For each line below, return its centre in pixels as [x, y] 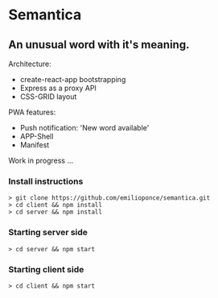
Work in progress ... [41, 160]
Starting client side [46, 269]
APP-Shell [37, 136]
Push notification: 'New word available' [84, 128]
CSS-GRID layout [48, 97]
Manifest [35, 145]
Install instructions [46, 181]
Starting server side [48, 233]
